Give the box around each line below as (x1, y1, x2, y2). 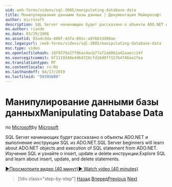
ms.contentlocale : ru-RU (5, 65, 58, 70)
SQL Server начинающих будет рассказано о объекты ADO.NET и (5, 134, 148, 140)
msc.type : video (5, 46, 40, 51)
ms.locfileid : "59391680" (5, 74, 60, 79)
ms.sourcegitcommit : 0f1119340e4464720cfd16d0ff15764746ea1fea (5, 55, 143, 60)
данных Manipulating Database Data (5, 107, 164, 119)
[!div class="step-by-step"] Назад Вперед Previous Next (17, 175, 137, 182)
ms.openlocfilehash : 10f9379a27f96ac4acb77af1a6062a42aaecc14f (5, 50, 143, 55)
